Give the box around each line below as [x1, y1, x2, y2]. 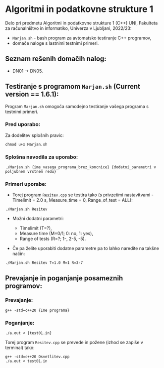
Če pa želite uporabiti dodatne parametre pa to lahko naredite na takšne [12, 245, 160, 251]
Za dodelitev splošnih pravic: [5, 132, 64, 138]
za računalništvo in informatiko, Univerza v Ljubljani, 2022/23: [5, 25, 132, 31]
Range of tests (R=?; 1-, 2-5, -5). [19, 236, 86, 242]
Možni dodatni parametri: [12, 216, 64, 222]
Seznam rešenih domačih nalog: [5, 55, 107, 63]
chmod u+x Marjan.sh [5, 142, 48, 147]
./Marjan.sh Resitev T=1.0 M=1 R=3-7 [5, 260, 83, 265]
